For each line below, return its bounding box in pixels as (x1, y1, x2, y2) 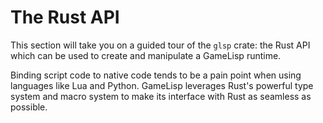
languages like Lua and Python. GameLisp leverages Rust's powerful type (10, 79, 314, 91)
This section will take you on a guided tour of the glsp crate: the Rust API (10, 39, 311, 51)
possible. (10, 101, 48, 113)
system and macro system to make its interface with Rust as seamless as (10, 90, 312, 102)
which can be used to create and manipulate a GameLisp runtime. (10, 49, 282, 61)
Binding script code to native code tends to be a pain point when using (10, 69, 302, 81)
